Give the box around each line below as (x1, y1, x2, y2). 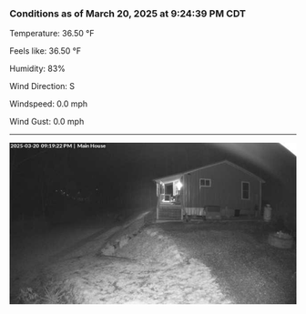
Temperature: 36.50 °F (9, 28, 95, 39)
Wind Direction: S (9, 81, 76, 92)
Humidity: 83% (9, 63, 66, 75)
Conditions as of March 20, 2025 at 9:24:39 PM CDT (9, 7, 246, 20)
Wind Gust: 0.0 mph (9, 116, 85, 127)
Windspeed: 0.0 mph (9, 98, 88, 109)
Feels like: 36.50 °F (9, 46, 82, 56)
